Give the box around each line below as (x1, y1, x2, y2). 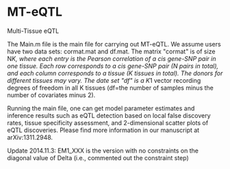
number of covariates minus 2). (7, 90, 96, 99)
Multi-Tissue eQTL (7, 27, 60, 35)
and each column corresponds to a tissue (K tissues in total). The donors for (7, 69, 223, 77)
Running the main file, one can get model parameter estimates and (7, 104, 195, 112)
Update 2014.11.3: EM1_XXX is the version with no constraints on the (7, 146, 199, 155)
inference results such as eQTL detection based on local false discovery (7, 111, 211, 120)
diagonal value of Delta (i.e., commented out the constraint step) (7, 153, 190, 161)
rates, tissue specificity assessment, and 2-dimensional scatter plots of (7, 118, 209, 127)
